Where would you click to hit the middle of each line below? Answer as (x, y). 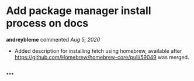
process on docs (47, 23)
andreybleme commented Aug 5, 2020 (53, 39)
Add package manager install (79, 11)
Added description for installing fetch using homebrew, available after (98, 50)
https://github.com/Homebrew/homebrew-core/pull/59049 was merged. (102, 57)
